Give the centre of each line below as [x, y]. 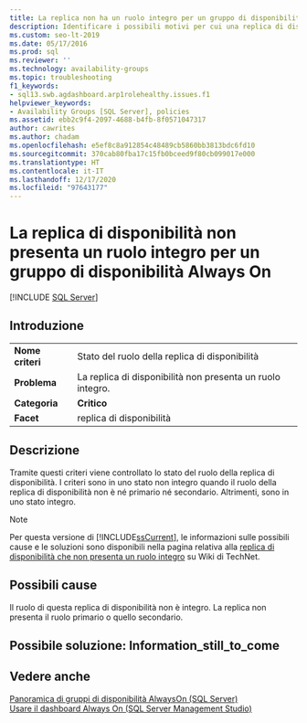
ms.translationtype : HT [55, 162]
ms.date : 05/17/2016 [49, 43]
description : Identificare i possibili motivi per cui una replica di [147, 27]
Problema [36, 382]
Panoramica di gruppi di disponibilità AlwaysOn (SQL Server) [124, 698]
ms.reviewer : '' [40, 60]
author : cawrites [42, 129]
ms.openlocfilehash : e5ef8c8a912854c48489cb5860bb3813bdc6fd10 [132, 145]
